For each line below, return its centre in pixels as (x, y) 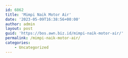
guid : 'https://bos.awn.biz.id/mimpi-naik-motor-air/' (65, 33)
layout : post (19, 29)
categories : (18, 43)
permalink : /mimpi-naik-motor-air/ (43, 38)
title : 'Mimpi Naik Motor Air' (38, 15)
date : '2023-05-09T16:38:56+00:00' (43, 19)
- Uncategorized (32, 47)
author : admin (20, 24)
